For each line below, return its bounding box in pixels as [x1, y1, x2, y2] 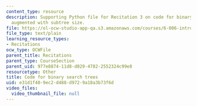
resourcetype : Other [6, 69, 57, 75]
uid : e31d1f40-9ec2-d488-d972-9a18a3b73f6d [6, 80, 114, 86]
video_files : [6, 85, 38, 91]
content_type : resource [6, 8, 64, 15]
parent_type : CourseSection [6, 58, 75, 64]
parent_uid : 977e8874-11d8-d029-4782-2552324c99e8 [6, 63, 133, 69]
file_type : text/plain [6, 31, 62, 37]
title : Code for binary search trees [6, 74, 98, 80]
